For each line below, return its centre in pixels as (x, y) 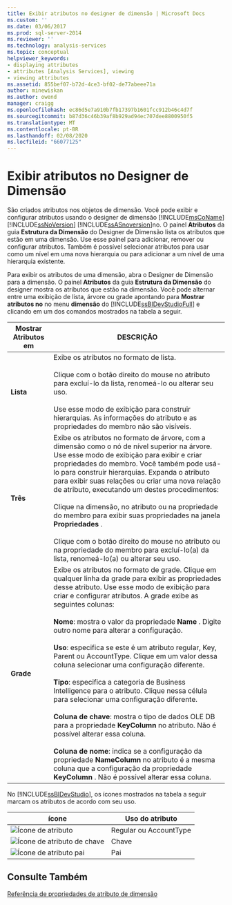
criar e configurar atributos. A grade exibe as (126, 596)
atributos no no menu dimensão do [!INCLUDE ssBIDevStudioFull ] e (104, 304)
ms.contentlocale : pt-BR (43, 129)
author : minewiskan (35, 90)
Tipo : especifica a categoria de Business (119, 683)
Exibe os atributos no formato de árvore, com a (129, 438)
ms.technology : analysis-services (57, 46)
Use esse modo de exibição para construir (122, 410)
